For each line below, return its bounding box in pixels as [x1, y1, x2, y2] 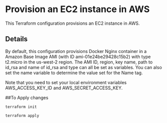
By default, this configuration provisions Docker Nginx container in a [5, 48, 147, 54]
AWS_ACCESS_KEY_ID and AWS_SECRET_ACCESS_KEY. [5, 85, 123, 91]
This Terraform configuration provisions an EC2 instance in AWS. [5, 20, 140, 26]
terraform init [5, 104, 37, 109]
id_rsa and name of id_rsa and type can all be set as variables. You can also [5, 64, 162, 70]
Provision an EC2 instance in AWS [5, 4, 150, 15]
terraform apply [5, 113, 39, 118]
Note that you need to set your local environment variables [5, 79, 127, 85]
